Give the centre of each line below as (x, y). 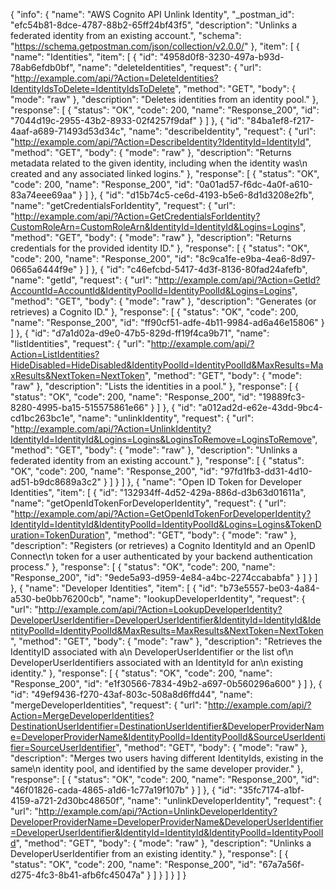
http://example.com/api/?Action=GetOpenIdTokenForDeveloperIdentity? (163, 513)
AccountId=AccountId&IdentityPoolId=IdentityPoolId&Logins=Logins (151, 290)
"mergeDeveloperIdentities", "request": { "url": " (109, 705)
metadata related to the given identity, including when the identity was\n (159, 163)
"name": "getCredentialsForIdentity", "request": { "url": (123, 205)
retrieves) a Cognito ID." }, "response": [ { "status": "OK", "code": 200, (154, 312)
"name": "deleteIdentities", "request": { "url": (169, 67)
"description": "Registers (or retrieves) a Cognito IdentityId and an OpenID (163, 545)
